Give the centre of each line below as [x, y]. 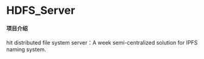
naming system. [26, 49]
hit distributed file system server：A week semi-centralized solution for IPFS [102, 43]
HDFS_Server [41, 11]
